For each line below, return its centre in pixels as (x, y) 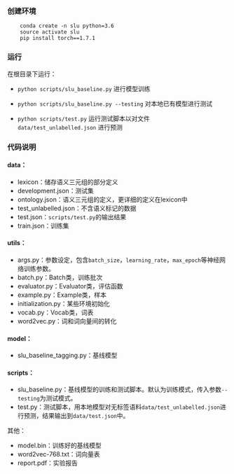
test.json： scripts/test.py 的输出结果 (72, 217)
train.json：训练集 (43, 225)
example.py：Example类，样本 (62, 295)
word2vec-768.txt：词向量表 (58, 454)
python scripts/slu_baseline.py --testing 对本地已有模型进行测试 (115, 104)
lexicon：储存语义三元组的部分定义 (68, 182)
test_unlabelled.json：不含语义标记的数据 (77, 208)
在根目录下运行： (32, 74)
